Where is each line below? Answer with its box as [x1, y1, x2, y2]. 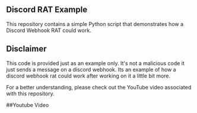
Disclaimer [6, 44, 47, 54]
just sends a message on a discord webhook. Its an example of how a [6, 66, 176, 73]
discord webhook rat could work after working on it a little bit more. [6, 72, 171, 79]
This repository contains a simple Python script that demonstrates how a [6, 20, 184, 27]
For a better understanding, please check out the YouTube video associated [6, 83, 192, 91]
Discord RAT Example [6, 5, 88, 15]
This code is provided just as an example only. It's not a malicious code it [6, 59, 185, 67]
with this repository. [6, 90, 55, 97]
